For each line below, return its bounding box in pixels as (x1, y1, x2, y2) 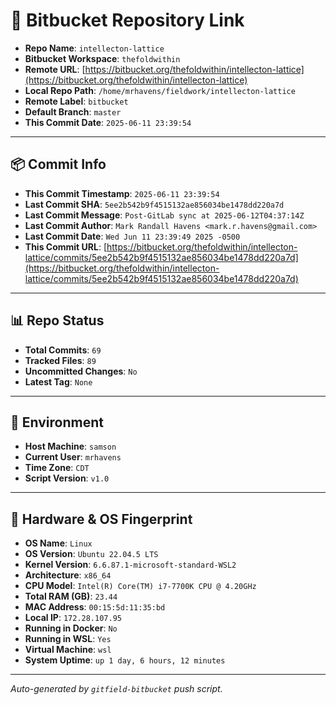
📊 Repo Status (10, 312, 105, 329)
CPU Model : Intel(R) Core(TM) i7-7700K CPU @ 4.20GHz (24, 580, 257, 592)
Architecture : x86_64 (24, 569, 112, 581)
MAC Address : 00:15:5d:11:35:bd (24, 601, 166, 613)
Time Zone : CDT (24, 462, 90, 474)
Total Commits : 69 (24, 344, 102, 356)
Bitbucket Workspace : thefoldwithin (24, 52, 181, 64)
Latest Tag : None (24, 375, 93, 388)
